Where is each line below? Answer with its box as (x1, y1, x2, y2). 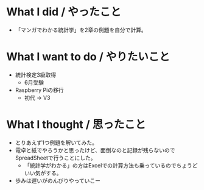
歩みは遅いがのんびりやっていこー (15, 177, 101, 184)
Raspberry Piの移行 (15, 86, 64, 94)
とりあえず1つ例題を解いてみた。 (15, 139, 98, 146)
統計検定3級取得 (15, 71, 57, 79)
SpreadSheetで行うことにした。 (15, 154, 96, 161)
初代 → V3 (24, 94, 51, 101)
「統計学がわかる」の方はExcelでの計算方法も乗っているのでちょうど (24, 161, 198, 169)
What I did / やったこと (6, 5, 122, 19)
